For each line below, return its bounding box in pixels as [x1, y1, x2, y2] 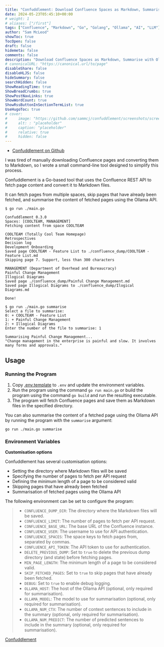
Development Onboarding [5, 245, 54, 250]
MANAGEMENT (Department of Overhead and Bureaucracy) [5, 266, 117, 271]
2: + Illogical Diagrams [5, 322, 56, 327]
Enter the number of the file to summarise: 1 [5, 326, 102, 331]
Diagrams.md [5, 288, 29, 292]
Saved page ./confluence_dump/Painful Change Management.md [5, 279, 130, 284]
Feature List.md [5, 253, 38, 258]
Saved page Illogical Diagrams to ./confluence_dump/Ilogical [5, 283, 134, 288]
